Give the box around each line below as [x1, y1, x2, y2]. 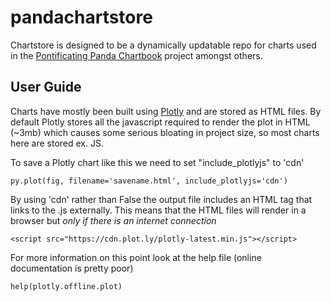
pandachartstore [10, 6, 153, 29]
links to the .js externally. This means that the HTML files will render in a [10, 204, 307, 216]
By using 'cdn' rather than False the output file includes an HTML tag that [10, 193, 313, 205]
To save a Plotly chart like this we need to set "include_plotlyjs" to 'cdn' [10, 156, 305, 168]
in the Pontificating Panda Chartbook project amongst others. [10, 49, 263, 61]
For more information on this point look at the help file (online [10, 251, 262, 263]
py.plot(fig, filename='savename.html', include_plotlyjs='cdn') [10, 176, 288, 186]
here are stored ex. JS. [10, 137, 104, 149]
